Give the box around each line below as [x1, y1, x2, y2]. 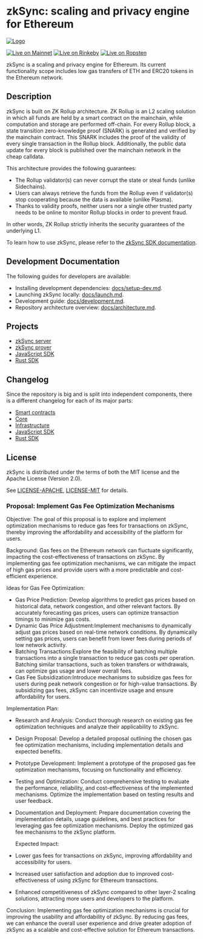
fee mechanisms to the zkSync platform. [15, 828, 116, 836]
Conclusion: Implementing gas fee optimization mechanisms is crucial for [6, 907, 189, 914]
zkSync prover [15, 344, 52, 351]
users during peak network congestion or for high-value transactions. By [15, 680, 197, 688]
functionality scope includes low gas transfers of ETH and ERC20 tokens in [6, 67, 194, 74]
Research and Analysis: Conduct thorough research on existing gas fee [15, 716, 193, 724]
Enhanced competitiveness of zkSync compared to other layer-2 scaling [15, 889, 196, 896]
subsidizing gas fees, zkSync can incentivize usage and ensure [15, 687, 174, 694]
